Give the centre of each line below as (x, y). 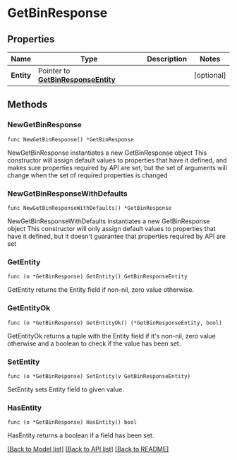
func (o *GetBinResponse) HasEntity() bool (72, 423)
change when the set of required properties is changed (87, 175)
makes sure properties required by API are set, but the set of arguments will (117, 167)
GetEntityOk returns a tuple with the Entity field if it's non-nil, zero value (112, 336)
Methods (28, 105)
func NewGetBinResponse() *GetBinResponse (71, 139)
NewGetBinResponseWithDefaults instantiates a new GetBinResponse (109, 221)
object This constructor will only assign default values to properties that (112, 228)
